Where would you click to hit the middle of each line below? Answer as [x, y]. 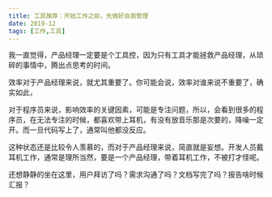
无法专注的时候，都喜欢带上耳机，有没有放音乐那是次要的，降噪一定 [150, 120]
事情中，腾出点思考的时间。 [68, 65]
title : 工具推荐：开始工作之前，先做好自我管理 [79, 16]
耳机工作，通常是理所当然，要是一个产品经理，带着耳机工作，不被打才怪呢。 [136, 157]
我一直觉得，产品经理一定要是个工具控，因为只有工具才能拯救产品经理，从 [132, 55]
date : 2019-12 [32, 24]
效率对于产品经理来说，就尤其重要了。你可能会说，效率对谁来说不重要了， [132, 83]
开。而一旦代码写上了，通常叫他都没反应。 [79, 130]
